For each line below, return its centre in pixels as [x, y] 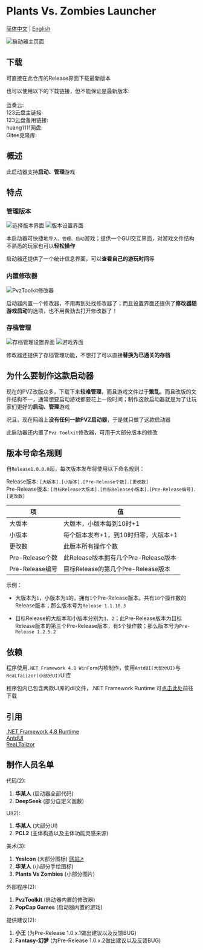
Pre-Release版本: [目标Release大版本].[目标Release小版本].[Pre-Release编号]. [101, 489]
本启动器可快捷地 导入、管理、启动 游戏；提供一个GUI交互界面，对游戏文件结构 [100, 238]
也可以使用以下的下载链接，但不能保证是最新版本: [68, 91]
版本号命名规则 [34, 454]
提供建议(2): [21, 920]
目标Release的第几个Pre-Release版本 [117, 569]
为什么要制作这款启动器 [50, 376]
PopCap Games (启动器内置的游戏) [59, 907]
